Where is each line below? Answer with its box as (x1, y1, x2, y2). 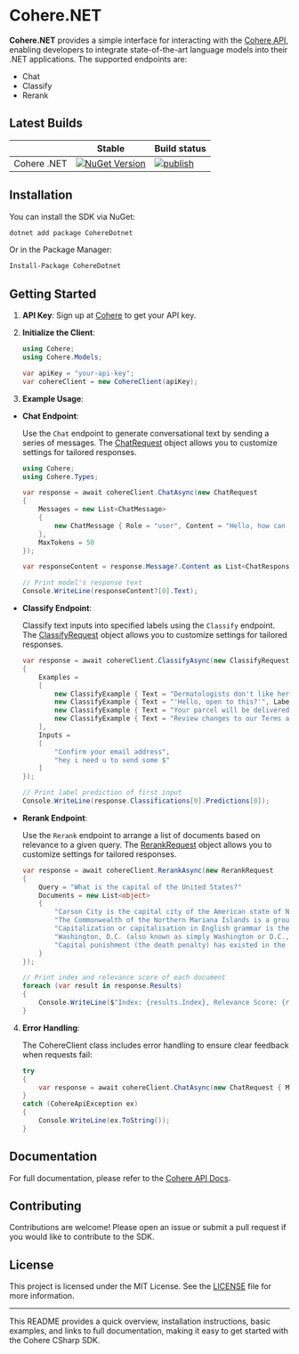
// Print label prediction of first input (21, 788, 182, 797)
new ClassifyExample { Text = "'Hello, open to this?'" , (54, 697, 270, 706)
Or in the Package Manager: (9, 244, 113, 255)
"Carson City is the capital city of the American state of (54, 908, 282, 917)
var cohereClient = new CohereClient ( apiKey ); (21, 377, 198, 386)
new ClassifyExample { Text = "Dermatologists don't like (54, 689, 274, 698)
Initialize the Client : (21, 327, 95, 338)
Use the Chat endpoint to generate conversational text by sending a (21, 428, 270, 438)
